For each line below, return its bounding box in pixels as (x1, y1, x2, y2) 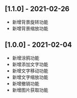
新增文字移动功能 (12, 67, 48, 74)
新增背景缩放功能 (12, 25, 48, 31)
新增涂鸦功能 (12, 54, 39, 61)
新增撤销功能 (12, 80, 39, 87)
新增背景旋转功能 (12, 18, 48, 25)
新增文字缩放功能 (12, 74, 48, 80)
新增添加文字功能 (12, 61, 48, 67)
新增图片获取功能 (12, 87, 48, 93)
